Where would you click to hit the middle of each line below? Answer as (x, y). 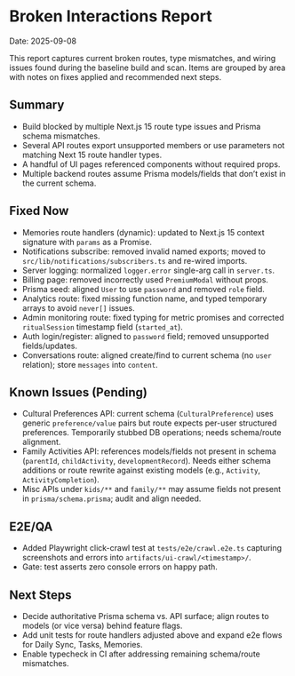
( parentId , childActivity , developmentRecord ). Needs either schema (146, 461)
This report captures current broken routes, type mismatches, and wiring (143, 58)
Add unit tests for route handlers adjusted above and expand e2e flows (152, 635)
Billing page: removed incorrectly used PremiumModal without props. (145, 279)
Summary (37, 105)
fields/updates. (50, 346)
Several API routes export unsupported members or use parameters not (153, 145)
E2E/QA (31, 526)
